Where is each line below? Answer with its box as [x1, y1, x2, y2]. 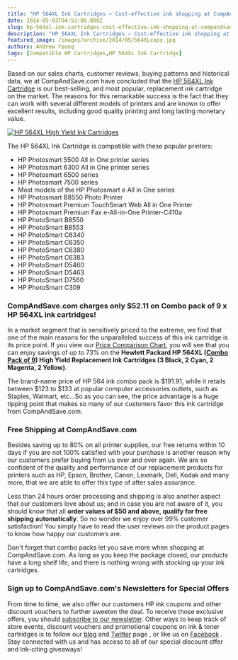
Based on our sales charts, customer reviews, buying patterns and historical [7, 69, 229, 78]
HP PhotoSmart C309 [17, 283, 81, 291]
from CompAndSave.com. [7, 407, 83, 416]
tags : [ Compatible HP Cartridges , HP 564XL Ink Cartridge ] [7, 50, 182, 57]
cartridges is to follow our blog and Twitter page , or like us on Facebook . [7, 630, 223, 638]
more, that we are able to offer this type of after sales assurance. [7, 478, 197, 487]
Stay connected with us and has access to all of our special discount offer [7, 637, 223, 646]
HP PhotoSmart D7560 [17, 275, 84, 284]
